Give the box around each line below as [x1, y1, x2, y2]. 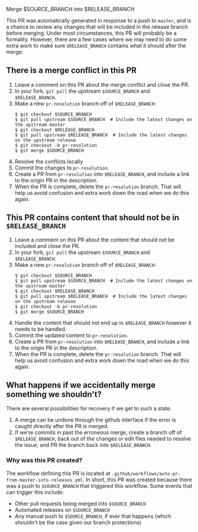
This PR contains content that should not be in [6, 213, 180, 223]
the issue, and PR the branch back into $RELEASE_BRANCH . [14, 442, 152, 449]
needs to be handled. [14, 325, 67, 332]
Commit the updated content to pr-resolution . [14, 331, 129, 339]
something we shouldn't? [6, 390, 102, 400]
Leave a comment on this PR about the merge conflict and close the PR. [14, 81, 190, 88]
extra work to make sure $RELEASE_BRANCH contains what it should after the [6, 42, 186, 49]
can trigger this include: [6, 488, 64, 495]
